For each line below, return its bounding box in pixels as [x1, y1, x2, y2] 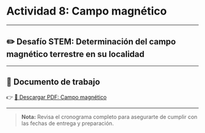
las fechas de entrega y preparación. [21, 120, 114, 127]
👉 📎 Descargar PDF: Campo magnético [6, 93, 107, 101]
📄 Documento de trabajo [6, 77, 101, 87]
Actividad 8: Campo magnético [6, 4, 167, 18]
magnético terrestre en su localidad [6, 49, 145, 60]
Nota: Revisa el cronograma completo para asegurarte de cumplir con [21, 113, 198, 120]
